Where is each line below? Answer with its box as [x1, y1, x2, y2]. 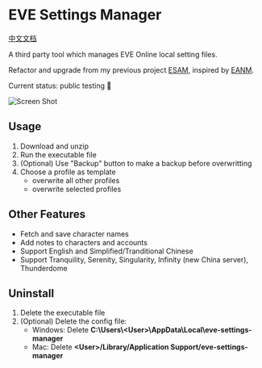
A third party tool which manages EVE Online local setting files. [8, 49, 218, 59]
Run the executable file [19, 149, 97, 159]
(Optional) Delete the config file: [19, 316, 127, 326]
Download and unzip [19, 141, 89, 151]
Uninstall [8, 286, 55, 300]
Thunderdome [19, 263, 68, 273]
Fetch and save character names [19, 228, 129, 239]
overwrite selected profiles [31, 184, 122, 194]
